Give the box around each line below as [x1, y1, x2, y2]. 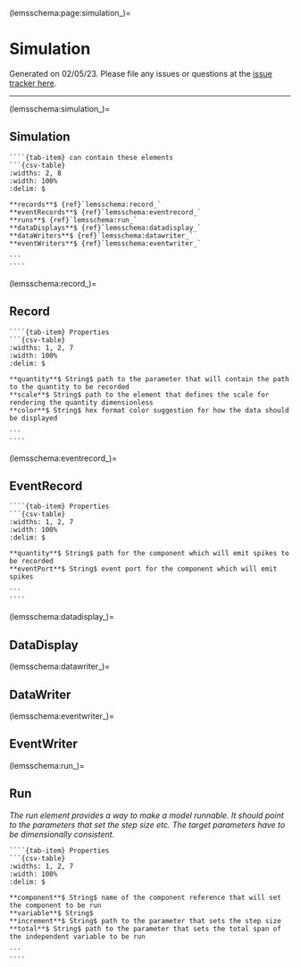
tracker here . [9, 78, 57, 88]
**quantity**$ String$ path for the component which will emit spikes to [9, 549, 290, 558]
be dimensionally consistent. [9, 829, 115, 839]
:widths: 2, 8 [9, 169, 62, 178]
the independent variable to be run [9, 932, 146, 941]
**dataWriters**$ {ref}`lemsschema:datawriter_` [9, 231, 194, 240]
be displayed [9, 413, 58, 422]
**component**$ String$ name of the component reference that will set [9, 893, 281, 902]
